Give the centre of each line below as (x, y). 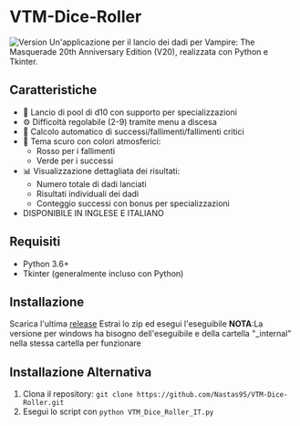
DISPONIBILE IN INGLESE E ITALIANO (93, 213)
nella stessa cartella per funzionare (75, 343)
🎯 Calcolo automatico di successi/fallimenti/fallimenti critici (133, 131)
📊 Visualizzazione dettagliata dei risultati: (101, 171)
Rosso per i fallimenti (76, 151)
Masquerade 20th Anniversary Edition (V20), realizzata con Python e (139, 51)
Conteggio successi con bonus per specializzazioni (133, 203)
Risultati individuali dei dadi (88, 193)
